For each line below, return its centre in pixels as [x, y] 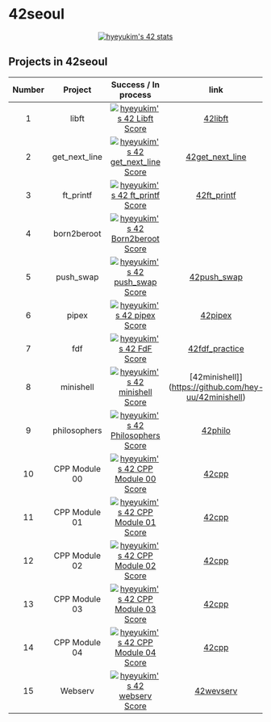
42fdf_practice [216, 348]
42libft [216, 118]
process [135, 94]
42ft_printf [216, 195]
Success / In [135, 84]
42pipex [216, 315]
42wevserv [216, 691]
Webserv [77, 691]
